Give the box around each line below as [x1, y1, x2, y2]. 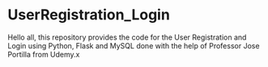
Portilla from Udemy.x [7, 49, 80, 59]
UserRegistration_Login [7, 6, 171, 24]
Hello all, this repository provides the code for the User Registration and [7, 32, 247, 42]
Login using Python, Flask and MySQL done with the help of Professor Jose [7, 40, 260, 50]
